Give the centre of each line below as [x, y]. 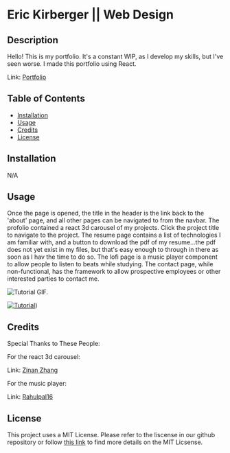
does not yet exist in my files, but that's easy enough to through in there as [113, 250]
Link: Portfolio [27, 77]
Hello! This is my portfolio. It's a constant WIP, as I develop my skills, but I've [115, 56]
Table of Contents [46, 98]
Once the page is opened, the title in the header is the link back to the [106, 213]
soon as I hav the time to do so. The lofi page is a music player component [112, 257]
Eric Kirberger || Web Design [90, 15]
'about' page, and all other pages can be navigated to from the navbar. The [113, 220]
